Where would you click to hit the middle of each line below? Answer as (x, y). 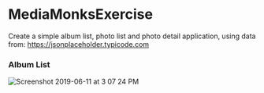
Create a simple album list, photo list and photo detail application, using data (132, 36)
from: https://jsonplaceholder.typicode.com (79, 44)
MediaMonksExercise (81, 14)
